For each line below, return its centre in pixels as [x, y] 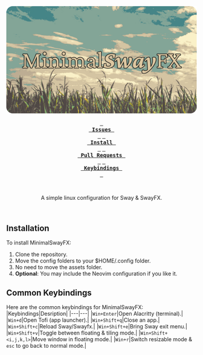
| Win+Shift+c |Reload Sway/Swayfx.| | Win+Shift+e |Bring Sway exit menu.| [97, 327]
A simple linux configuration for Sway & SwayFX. [101, 197]
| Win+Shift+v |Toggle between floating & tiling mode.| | [73, 333]
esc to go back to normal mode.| [46, 346]
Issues [101, 130]
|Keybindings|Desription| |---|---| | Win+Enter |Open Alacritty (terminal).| [95, 314]
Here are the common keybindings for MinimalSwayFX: [75, 307]
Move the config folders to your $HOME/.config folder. [83, 261]
